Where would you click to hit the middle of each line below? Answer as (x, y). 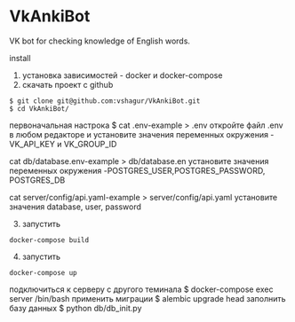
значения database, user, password (76, 207)
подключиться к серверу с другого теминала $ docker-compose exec (141, 289)
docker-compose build (49, 240)
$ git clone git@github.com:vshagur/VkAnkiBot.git (105, 101)
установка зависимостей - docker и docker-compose (122, 75)
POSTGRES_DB (37, 180)
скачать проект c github (68, 84)
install (20, 58)
